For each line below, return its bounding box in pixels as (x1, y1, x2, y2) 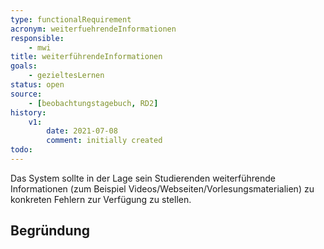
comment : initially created (46, 136, 163, 146)
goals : (10, 61, 38, 71)
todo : (10, 145, 33, 155)
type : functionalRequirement (10, 14, 132, 25)
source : (10, 89, 43, 99)
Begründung (10, 222, 91, 240)
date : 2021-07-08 (46, 126, 118, 136)
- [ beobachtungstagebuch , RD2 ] (28, 98, 159, 108)
